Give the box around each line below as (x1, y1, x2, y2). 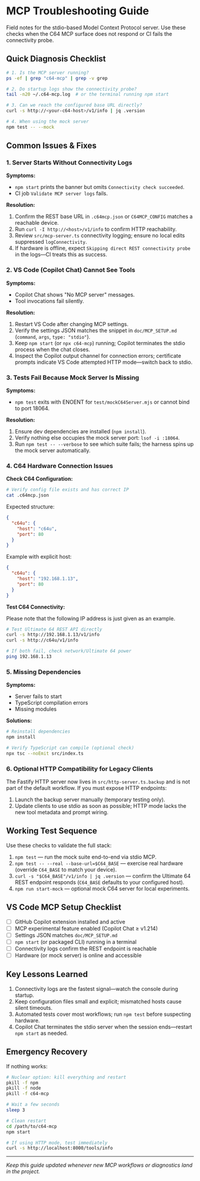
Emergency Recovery (6, 1047, 88, 1057)
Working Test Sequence (6, 826, 98, 836)
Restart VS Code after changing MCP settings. (14, 320, 129, 327)
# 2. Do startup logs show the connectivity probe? (6, 86, 137, 92)
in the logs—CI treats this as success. (14, 251, 107, 258)
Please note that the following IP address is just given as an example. (6, 615, 176, 622)
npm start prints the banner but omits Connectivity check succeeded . (14, 184, 185, 191)
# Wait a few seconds (6, 1102, 60, 1108)
